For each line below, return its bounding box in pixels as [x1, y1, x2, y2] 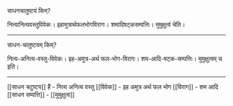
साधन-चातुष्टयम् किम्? [7, 41, 57, 48]
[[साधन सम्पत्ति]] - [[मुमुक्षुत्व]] [7, 91, 75, 98]
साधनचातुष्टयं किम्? [7, 7, 51, 15]
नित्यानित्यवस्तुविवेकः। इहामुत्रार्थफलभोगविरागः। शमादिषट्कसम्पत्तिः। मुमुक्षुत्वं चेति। [7, 21, 186, 28]
